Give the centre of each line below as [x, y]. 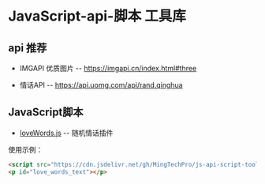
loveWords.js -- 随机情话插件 [66, 133]
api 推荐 [28, 48]
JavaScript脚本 [46, 113]
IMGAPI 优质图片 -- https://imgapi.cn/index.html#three [108, 68]
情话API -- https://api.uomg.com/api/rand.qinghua [101, 85]
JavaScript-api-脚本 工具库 [97, 16]
